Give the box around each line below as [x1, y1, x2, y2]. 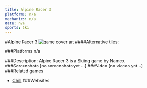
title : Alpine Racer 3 [5, 7, 51, 12]
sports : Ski [5, 25, 29, 30]
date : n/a [5, 21, 25, 26]
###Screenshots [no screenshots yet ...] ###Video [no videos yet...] [5, 63, 143, 69]
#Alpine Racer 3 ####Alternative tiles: [5, 39, 119, 44]
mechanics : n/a [5, 16, 36, 21]
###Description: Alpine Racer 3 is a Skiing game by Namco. [5, 58, 126, 64]
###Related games [5, 68, 44, 74]
